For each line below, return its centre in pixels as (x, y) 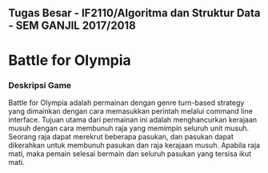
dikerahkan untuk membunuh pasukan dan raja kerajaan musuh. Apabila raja (134, 145)
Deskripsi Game (40, 85)
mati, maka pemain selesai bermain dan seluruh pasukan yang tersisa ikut (130, 153)
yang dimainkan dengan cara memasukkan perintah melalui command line (131, 111)
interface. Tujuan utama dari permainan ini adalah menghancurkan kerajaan (133, 119)
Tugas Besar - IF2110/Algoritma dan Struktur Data (134, 13)
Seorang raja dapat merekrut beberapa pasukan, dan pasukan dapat (121, 136)
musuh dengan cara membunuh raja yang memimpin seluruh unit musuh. (129, 128)
